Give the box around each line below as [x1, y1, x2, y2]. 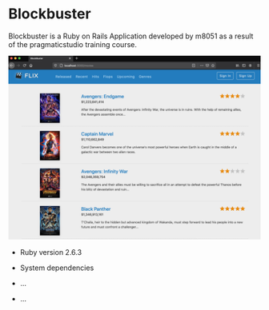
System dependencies [19, 263, 94, 272]
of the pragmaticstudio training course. [8, 39, 138, 49]
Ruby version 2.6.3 [19, 248, 82, 257]
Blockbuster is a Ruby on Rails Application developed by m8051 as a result [8, 31, 254, 41]
